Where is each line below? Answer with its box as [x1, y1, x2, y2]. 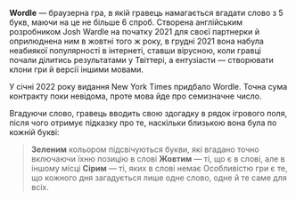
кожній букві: [9, 127, 60, 137]
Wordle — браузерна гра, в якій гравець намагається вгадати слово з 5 [9, 8, 284, 18]
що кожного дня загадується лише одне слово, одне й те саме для [30, 172, 287, 183]
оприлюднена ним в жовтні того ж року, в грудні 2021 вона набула [9, 36, 265, 46]
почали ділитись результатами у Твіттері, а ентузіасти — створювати [9, 55, 275, 65]
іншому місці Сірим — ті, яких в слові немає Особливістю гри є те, [30, 163, 288, 173]
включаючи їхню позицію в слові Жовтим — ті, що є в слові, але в [30, 154, 285, 163]
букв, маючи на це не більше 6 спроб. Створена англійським [9, 17, 243, 28]
